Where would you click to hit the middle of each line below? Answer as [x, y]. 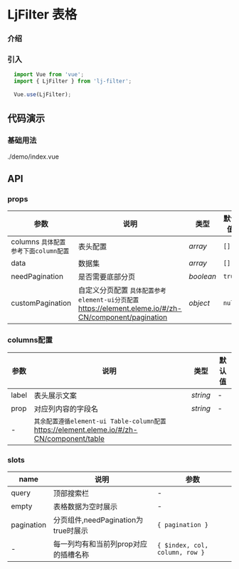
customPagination [41, 303]
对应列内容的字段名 [66, 408]
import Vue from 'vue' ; [49, 75]
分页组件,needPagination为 [98, 520]
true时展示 [71, 531]
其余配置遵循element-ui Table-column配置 [100, 421]
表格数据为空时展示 [85, 506]
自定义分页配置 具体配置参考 [122, 290]
